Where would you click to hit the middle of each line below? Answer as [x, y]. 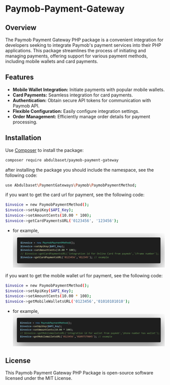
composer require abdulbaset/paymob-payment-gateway [62, 160]
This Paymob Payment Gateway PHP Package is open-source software [79, 373]
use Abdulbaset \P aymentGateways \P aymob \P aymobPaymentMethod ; [71, 185]
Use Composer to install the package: [45, 150]
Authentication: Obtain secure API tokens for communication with [82, 100]
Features [19, 77]
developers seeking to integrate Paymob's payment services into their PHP [83, 45]
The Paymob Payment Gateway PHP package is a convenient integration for [84, 40]
